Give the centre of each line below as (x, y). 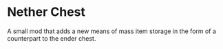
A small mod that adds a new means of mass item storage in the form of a (112, 31)
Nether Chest (46, 12)
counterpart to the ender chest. (52, 38)
